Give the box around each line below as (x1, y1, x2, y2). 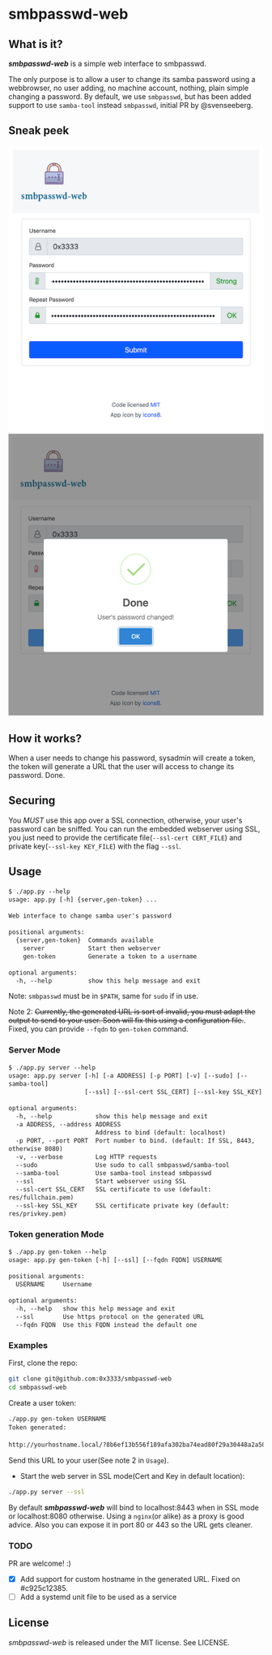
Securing (8, 793, 56, 808)
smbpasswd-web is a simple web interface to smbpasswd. (8, 58, 206, 68)
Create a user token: (8, 1398, 77, 1408)
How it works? (8, 732, 83, 745)
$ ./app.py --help (8, 887, 70, 896)
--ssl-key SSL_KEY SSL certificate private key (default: (15, 1201, 230, 1210)
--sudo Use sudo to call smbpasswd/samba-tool (15, 1160, 230, 1169)
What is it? (8, 37, 63, 51)
